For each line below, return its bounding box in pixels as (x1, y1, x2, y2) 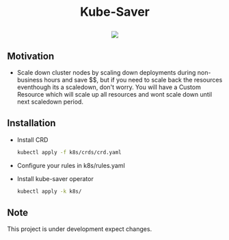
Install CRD (16, 135, 49, 144)
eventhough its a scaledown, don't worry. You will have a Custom (16, 83, 202, 91)
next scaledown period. (16, 97, 84, 106)
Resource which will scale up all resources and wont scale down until (16, 91, 213, 98)
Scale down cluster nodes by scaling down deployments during (16, 69, 196, 76)
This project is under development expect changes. (7, 225, 152, 233)
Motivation (7, 50, 55, 62)
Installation (7, 117, 56, 129)
